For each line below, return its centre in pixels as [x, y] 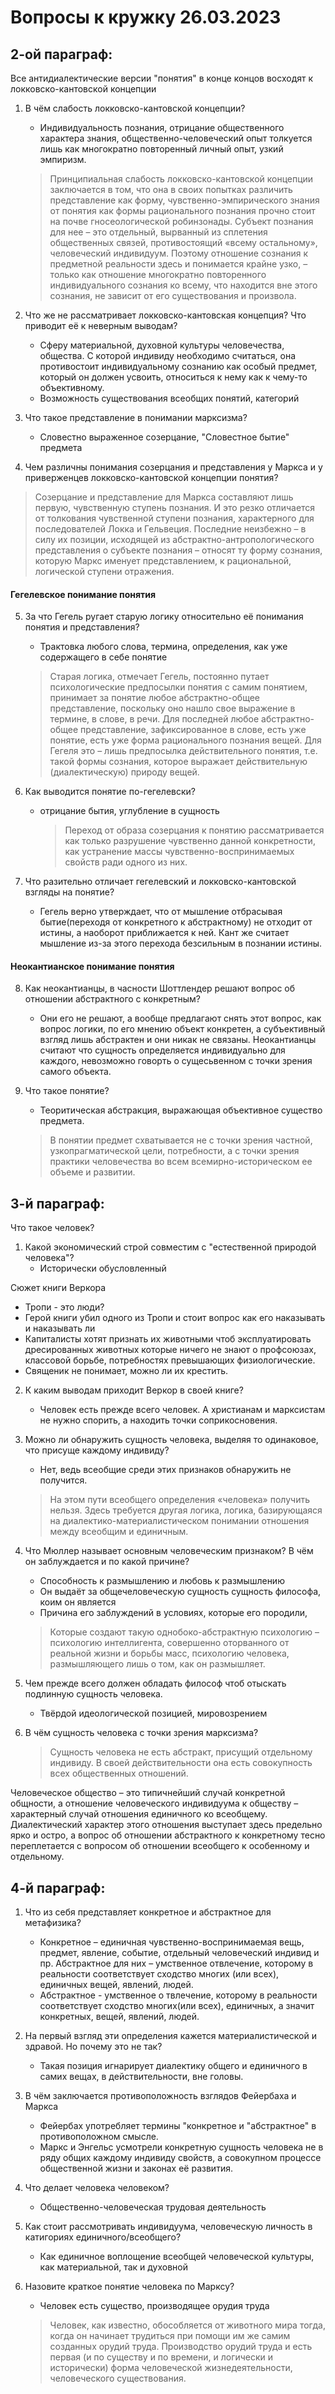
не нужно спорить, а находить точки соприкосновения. [158, 1420]
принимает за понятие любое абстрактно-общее [154, 698]
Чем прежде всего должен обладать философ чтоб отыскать [155, 1683]
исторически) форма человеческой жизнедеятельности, [171, 2368]
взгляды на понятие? [69, 892]
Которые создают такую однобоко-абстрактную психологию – [184, 1632]
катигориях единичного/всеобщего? [103, 2237]
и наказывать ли [60, 1328]
